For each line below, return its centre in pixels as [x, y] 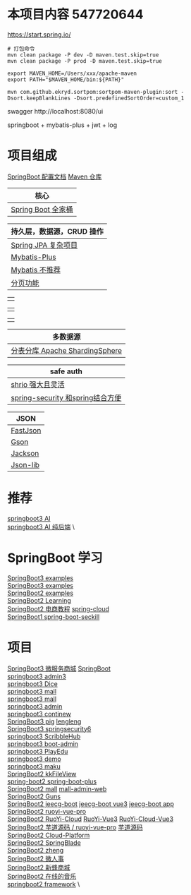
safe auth [66, 371]
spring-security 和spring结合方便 [66, 397]
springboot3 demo [34, 759]
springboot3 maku [34, 766]
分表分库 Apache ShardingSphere [66, 350]
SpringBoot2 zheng [36, 850]
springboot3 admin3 [37, 676]
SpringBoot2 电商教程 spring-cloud [58, 608]
